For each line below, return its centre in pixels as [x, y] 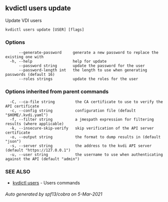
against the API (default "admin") [43, 159]
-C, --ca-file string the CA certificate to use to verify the [87, 102]
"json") [13, 142]
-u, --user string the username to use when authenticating [87, 155]
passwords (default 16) [30, 75]
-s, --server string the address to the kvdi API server [81, 146]
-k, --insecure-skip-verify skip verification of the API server [82, 128]
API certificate [22, 107]
